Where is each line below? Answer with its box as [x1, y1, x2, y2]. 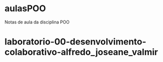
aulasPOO [4, 3, 46, 14]
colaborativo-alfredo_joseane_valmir [4, 47, 158, 58]
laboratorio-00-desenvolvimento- [4, 36, 146, 47]
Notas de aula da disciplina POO [4, 19, 70, 25]
